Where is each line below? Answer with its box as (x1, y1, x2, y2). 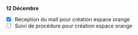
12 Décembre (6, 5, 39, 11)
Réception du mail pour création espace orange (14, 16, 130, 22)
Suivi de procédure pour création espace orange (14, 22, 133, 29)
